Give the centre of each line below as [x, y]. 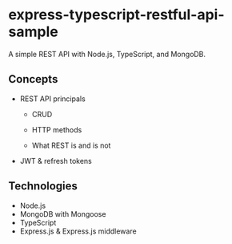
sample [33, 32]
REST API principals [52, 99]
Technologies [43, 186]
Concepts [33, 79]
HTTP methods [57, 129]
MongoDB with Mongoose [63, 213]
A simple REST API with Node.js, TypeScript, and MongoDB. [107, 54]
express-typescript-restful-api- [117, 15]
